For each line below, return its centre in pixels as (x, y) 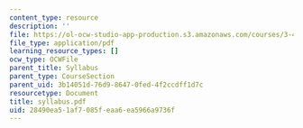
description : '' (40, 26)
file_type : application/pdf (62, 43)
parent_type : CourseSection (62, 77)
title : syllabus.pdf (48, 101)
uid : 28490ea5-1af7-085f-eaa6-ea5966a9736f (92, 110)
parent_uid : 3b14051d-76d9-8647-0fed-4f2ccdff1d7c (106, 85)
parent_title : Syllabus (54, 69)
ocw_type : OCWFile (44, 59)
